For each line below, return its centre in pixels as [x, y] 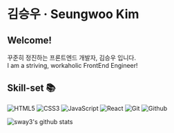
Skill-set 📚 [31, 88]
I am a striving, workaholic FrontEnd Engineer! [72, 65]
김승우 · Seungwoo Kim [73, 14]
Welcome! [29, 40]
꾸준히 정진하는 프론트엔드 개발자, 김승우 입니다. [72, 57]
